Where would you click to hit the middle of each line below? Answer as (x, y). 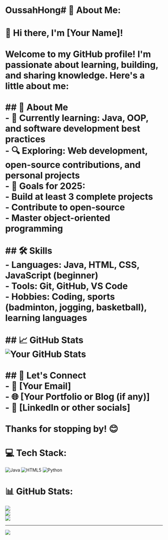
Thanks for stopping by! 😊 (62, 429)
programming (34, 229)
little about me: (37, 86)
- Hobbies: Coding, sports (60, 297)
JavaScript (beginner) (52, 276)
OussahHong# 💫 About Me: (63, 10)
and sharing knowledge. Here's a (75, 76)
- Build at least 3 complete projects (79, 197)
